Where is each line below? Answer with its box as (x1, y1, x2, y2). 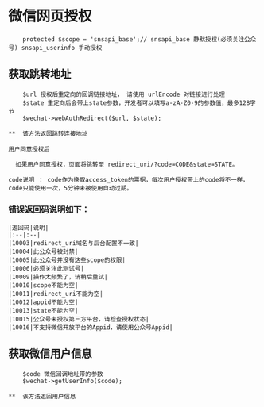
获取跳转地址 (8, 67, 72, 81)
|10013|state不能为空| (8, 307, 79, 315)
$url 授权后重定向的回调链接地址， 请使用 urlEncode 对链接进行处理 (22, 90, 225, 98)
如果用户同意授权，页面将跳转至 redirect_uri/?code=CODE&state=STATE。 (15, 160, 239, 168)
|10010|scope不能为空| (8, 282, 79, 290)
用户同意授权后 (8, 144, 50, 153)
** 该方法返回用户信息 (8, 392, 76, 401)
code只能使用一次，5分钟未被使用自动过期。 (8, 184, 133, 192)
